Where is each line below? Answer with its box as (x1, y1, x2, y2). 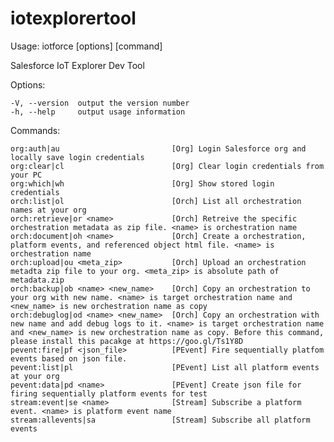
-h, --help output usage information (10, 107, 186, 117)
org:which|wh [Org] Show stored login (10, 178, 275, 189)
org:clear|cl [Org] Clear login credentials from (10, 161, 325, 171)
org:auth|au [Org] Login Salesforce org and (10, 143, 307, 154)
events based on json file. (10, 353, 128, 364)
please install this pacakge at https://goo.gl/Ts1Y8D (10, 336, 244, 346)
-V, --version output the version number (10, 98, 190, 108)
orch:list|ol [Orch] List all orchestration (10, 196, 302, 206)
